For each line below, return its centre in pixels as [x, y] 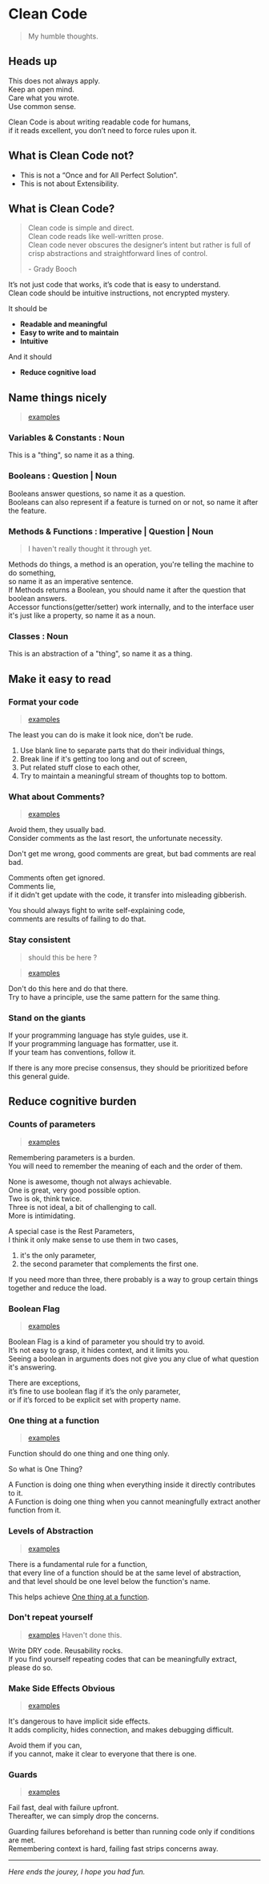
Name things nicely [58, 398]
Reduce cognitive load [58, 372]
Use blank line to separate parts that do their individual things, [122, 750]
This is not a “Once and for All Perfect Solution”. [99, 175]
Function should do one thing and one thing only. [89, 1454]
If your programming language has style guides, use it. [98, 1035]
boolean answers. [38, 599]
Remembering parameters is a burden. [72, 1157]
